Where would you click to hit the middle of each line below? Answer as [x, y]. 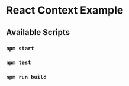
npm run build [26, 77]
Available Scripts [38, 32]
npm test [19, 63]
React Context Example [65, 10]
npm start [20, 48]
